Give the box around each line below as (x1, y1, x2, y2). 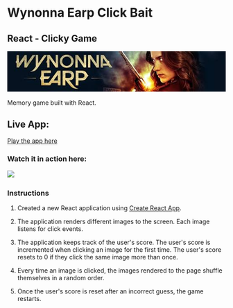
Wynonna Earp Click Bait (7, 5, 153, 21)
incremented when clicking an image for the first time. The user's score (17, 245, 222, 254)
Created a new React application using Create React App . (17, 203, 182, 212)
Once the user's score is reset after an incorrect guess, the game (17, 286, 204, 296)
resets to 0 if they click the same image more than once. (17, 253, 178, 261)
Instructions (7, 188, 50, 198)
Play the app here (7, 137, 58, 145)
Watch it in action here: (7, 154, 87, 164)
